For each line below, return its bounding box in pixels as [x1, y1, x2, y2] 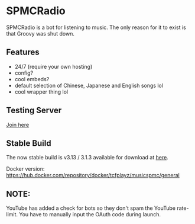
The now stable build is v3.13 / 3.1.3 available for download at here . [6, 154, 168, 161]
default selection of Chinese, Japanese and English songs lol [14, 82, 164, 89]
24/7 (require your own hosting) [14, 63, 93, 70]
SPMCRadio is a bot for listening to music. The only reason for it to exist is [6, 24, 186, 31]
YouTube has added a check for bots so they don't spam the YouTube [6, 204, 176, 212]
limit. [6, 211, 18, 218]
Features [6, 47, 40, 57]
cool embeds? [14, 75, 50, 82]
